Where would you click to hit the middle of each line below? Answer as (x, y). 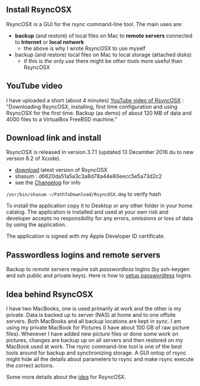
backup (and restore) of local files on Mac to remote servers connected (103, 36)
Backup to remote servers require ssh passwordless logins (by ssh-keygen (98, 269)
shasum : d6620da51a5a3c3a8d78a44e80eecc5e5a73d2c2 (88, 176)
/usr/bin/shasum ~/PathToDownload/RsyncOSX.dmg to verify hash (84, 194)
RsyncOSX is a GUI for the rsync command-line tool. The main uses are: (94, 24)
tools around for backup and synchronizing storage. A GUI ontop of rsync (96, 353)
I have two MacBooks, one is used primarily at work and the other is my (94, 309)
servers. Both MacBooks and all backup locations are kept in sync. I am (94, 321)
